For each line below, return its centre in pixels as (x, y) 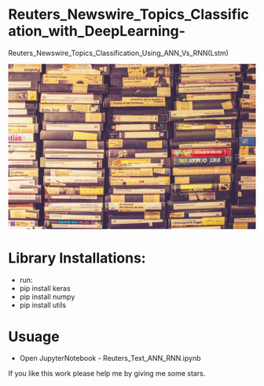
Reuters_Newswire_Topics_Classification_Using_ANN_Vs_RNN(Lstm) (119, 53)
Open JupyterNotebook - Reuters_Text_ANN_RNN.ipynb (110, 358)
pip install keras (45, 288)
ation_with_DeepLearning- (97, 31)
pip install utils (43, 305)
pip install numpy (47, 296)
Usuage (34, 336)
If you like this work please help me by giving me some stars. (107, 373)
